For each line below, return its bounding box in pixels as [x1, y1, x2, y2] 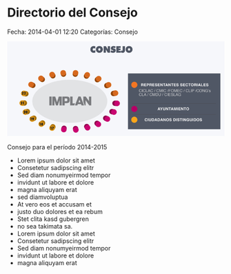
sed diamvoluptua [17, 193, 68, 201]
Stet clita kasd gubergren [17, 215, 90, 223]
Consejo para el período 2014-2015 [7, 143, 108, 151]
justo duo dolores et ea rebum [17, 207, 103, 215]
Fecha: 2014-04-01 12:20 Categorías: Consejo [7, 28, 138, 36]
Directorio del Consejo [7, 5, 138, 21]
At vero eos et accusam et [17, 200, 92, 208]
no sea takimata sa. [17, 222, 73, 230]
